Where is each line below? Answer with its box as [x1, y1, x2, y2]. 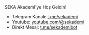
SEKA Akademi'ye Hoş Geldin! [4, 4, 67, 10]
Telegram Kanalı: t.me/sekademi [11, 14, 78, 19]
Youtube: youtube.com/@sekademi [11, 19, 85, 25]
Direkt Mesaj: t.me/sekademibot [11, 24, 78, 30]
